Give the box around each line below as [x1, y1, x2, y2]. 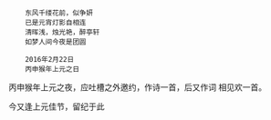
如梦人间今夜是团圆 [25, 37, 87, 46]
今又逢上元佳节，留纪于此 [8, 101, 105, 112]
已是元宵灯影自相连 [25, 18, 87, 27]
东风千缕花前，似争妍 [25, 8, 93, 17]
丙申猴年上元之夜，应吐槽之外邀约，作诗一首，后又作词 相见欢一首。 [8, 82, 266, 93]
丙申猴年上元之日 [25, 65, 79, 74]
